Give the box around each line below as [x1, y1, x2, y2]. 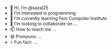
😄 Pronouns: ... [9, 33, 42, 39]
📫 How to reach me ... [9, 26, 56, 32]
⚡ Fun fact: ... [9, 39, 37, 45]
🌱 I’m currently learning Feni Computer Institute [9, 15, 107, 21]
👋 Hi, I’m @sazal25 [9, 5, 49, 10]
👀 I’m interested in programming [9, 10, 76, 16]
